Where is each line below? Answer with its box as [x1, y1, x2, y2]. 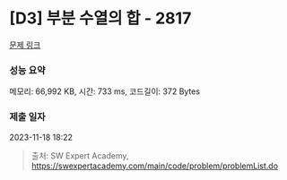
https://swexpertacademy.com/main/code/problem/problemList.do [30, 160, 279, 171]
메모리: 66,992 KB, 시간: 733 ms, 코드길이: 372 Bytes [9, 86, 200, 97]
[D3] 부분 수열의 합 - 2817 [9, 8, 192, 29]
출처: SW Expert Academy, [30, 150, 129, 161]
